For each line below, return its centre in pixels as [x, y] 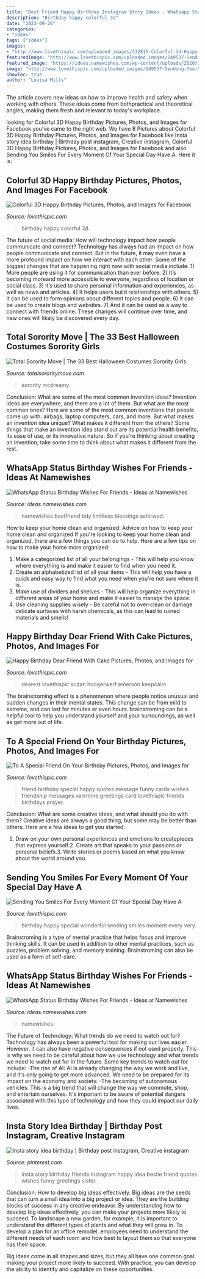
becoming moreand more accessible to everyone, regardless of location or [100, 279]
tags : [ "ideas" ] [27, 40]
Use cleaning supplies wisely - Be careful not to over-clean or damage [104, 604]
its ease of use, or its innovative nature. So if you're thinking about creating [101, 436]
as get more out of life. [35, 722]
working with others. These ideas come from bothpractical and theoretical [100, 104]
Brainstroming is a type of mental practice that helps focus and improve [96, 937]
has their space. [27, 1244]
